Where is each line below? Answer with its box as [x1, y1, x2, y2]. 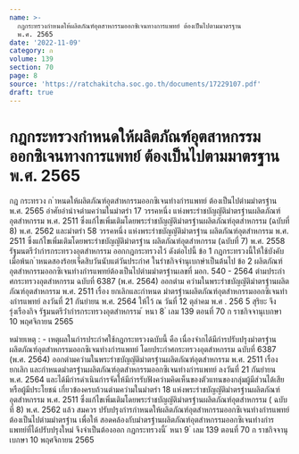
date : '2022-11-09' [9, 38, 82, 47]
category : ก [9, 46, 54, 55]
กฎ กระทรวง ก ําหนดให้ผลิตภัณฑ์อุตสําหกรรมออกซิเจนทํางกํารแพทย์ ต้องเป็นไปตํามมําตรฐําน [9, 196, 278, 206]
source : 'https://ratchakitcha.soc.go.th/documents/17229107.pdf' [9, 80, 262, 88]
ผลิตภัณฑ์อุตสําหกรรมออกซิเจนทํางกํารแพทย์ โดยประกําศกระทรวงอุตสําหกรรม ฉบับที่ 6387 [9, 344, 277, 355]
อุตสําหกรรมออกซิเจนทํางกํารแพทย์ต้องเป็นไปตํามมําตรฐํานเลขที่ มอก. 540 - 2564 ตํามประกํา [9, 265, 286, 277]
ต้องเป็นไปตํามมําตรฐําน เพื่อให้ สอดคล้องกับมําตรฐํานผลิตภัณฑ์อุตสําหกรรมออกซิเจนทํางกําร [9, 415, 275, 425]
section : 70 [9, 63, 54, 72]
